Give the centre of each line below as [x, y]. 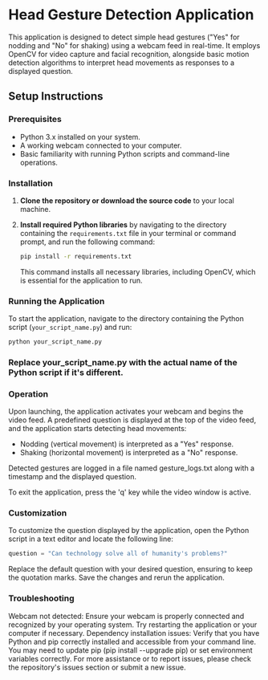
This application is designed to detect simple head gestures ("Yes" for [124, 37]
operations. [39, 162]
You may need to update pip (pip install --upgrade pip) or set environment [130, 650]
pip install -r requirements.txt [76, 256]
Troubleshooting [41, 598]
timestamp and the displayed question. [72, 477]
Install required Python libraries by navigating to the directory [123, 224]
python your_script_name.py [55, 342]
